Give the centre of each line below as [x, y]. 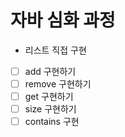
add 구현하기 [50, 71]
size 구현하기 [50, 109]
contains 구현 [52, 122]
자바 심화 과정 [63, 20]
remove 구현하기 [58, 84]
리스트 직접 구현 [55, 50]
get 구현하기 [49, 97]
